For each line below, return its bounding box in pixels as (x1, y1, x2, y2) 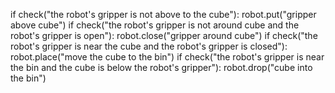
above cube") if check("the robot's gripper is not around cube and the (10, 19, 300, 31)
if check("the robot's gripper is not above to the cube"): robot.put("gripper (10, 9, 317, 20)
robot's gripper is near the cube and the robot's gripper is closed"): (10, 40, 288, 52)
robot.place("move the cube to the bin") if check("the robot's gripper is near (10, 51, 325, 63)
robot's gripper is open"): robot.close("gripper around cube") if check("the (10, 30, 318, 41)
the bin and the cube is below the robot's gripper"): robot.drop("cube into (10, 62, 313, 73)
